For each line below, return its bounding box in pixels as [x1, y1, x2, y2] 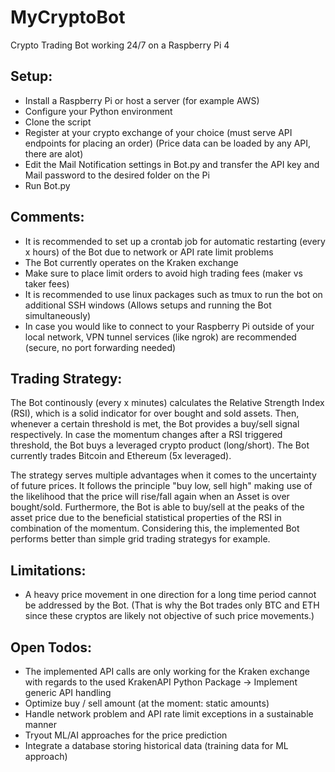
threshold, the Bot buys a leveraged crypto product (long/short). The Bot [10, 439, 310, 451]
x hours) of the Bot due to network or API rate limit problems [24, 246, 274, 258]
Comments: [10, 209, 85, 226]
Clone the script [24, 116, 92, 128]
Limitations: [10, 562, 87, 579]
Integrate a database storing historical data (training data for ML [24, 740, 289, 751]
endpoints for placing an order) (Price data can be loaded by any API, [24, 137, 312, 149]
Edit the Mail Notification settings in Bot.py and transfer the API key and [24, 158, 320, 170]
